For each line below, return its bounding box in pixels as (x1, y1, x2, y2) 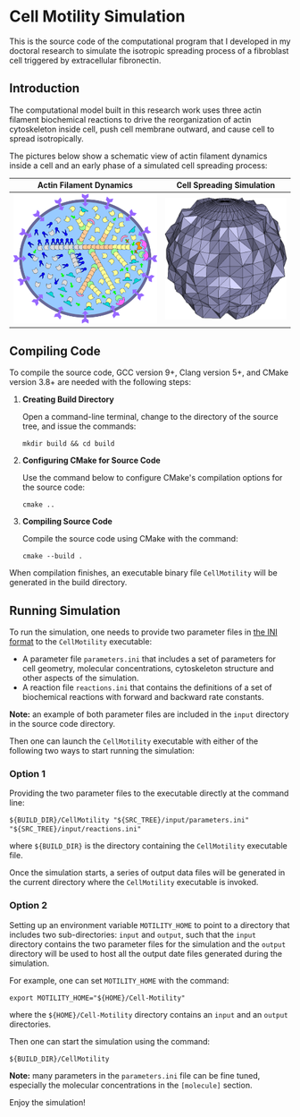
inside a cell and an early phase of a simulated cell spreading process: (9, 159, 268, 171)
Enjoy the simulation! (9, 1096, 87, 1107)
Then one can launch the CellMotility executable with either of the (9, 736, 259, 746)
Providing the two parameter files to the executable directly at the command (9, 788, 289, 798)
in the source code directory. (9, 719, 116, 729)
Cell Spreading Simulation (176, 180, 276, 191)
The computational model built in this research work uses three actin (9, 105, 262, 115)
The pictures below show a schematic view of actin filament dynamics (9, 150, 268, 161)
